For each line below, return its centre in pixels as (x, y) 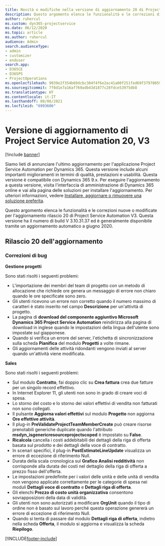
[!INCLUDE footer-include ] (31, 539)
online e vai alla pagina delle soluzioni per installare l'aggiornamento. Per (79, 190)
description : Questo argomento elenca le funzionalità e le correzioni (80, 14)
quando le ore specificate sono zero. (49, 296)
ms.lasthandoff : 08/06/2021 (34, 102)
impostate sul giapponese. (39, 332)
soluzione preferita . (25, 201)
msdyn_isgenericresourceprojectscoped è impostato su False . (77, 435)
